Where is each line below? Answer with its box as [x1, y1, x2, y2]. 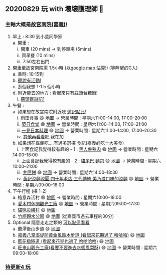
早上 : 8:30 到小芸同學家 [12, 33, 63, 39]
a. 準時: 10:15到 [12, 71, 44, 77]
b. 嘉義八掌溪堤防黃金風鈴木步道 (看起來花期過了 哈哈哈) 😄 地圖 [12, 232, 145, 238]
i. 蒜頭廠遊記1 [17, 96, 45, 102]
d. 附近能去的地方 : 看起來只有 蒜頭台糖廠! [12, 90, 98, 96]
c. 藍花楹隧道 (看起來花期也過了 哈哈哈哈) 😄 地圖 [12, 238, 114, 244]
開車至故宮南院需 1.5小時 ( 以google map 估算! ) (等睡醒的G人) [12, 65, 138, 71]
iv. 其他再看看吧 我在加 [17, 133, 64, 139]
